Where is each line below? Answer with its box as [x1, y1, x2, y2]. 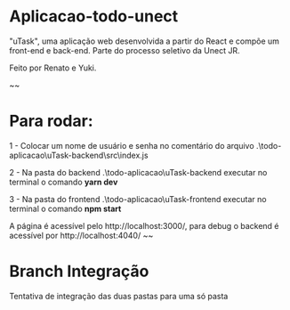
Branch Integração [9, 261, 149, 281]
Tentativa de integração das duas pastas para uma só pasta [9, 290, 229, 301]
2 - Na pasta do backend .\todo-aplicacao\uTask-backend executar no [9, 167, 268, 177]
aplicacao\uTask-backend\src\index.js [9, 150, 149, 160]
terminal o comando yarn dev [9, 176, 118, 187]
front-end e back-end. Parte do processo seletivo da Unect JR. [9, 45, 240, 55]
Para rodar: [9, 111, 93, 131]
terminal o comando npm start [9, 203, 122, 214]
